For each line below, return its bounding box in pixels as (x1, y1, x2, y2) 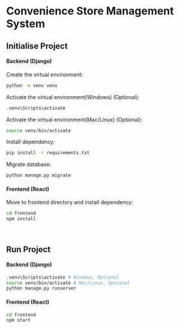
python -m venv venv (6, 82, 58, 88)
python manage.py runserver (6, 285, 77, 292)
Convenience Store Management (6, 4, 174, 18)
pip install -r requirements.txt (6, 150, 90, 156)
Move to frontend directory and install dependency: (6, 199, 134, 206)
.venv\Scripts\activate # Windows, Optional (6, 274, 119, 280)
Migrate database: (6, 161, 52, 168)
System (6, 17, 46, 31)
